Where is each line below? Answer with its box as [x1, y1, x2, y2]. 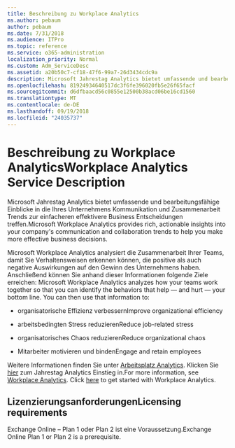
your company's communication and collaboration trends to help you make [7, 227, 223, 235]
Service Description [7, 174, 126, 190]
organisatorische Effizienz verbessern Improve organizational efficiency [17, 306, 223, 315]
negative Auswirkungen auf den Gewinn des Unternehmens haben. [7, 263, 201, 272]
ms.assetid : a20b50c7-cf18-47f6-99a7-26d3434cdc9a [7, 69, 158, 76]
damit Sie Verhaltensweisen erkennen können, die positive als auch [7, 255, 201, 264]
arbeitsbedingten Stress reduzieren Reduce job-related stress [17, 320, 194, 328]
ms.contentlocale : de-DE [7, 101, 80, 108]
